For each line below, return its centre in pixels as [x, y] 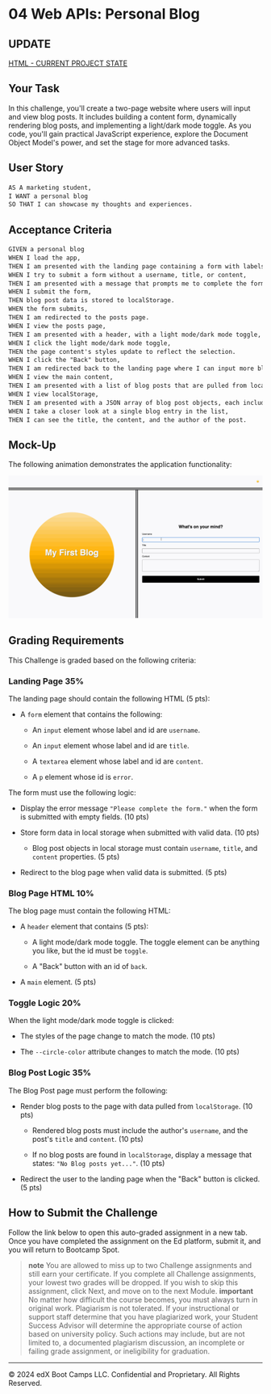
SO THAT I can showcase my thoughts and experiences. [101, 204]
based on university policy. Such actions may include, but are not [136, 1333]
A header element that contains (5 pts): [84, 927]
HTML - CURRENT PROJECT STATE [68, 63]
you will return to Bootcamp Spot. [64, 1249]
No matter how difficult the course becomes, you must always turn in [143, 1299]
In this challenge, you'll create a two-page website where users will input [129, 108]
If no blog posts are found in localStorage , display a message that [142, 1154]
